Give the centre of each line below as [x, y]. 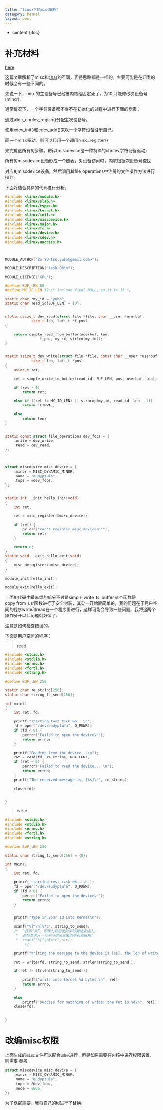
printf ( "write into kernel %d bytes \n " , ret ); [71, 980]
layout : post [18, 18]
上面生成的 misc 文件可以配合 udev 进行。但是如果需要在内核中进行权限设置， [80, 1055]
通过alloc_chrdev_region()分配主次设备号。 [48, 120]
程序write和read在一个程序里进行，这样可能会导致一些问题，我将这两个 [85, 609]
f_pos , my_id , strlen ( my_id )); [71, 339]
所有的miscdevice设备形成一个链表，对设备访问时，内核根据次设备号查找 [78, 161]
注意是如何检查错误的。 [28, 626]
